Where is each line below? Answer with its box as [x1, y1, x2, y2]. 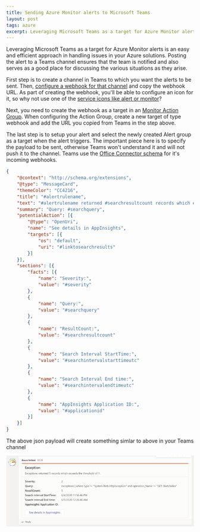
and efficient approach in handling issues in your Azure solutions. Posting [6, 52, 186, 59]
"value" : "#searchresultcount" [37, 332, 116, 338]
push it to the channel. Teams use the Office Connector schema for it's [6, 150, 180, 157]
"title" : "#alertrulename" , [17, 194, 86, 200]
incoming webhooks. [6, 156, 58, 163]
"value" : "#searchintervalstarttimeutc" [37, 357, 140, 363]
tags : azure [6, 22, 36, 28]
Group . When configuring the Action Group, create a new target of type [6, 113, 182, 120]
